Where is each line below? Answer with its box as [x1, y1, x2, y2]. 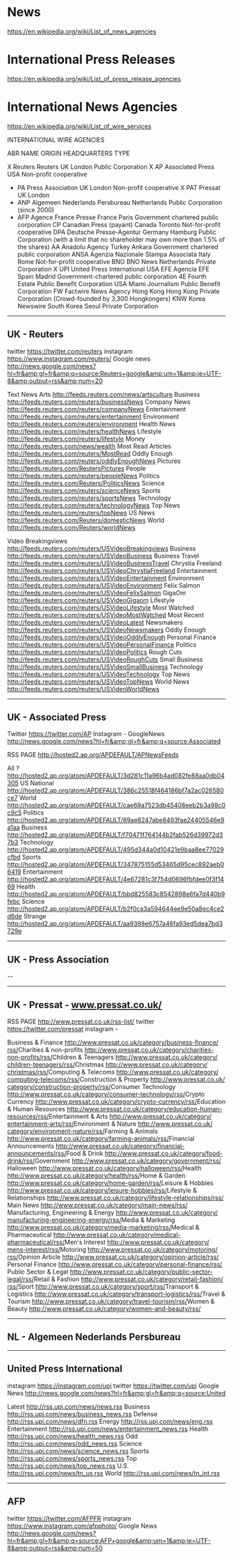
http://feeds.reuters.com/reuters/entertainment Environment [7, 412, 180, 421]
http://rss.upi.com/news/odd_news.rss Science [7, 1439, 142, 1448]
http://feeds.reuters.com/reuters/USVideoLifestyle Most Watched [7, 603, 194, 611]
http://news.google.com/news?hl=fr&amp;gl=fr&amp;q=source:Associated [7, 737, 221, 746]
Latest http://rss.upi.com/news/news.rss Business [7, 1402, 150, 1411]
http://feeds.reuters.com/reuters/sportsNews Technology [7, 494, 171, 502]
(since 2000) [17, 205, 55, 214]
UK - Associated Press [7, 712, 107, 723]
